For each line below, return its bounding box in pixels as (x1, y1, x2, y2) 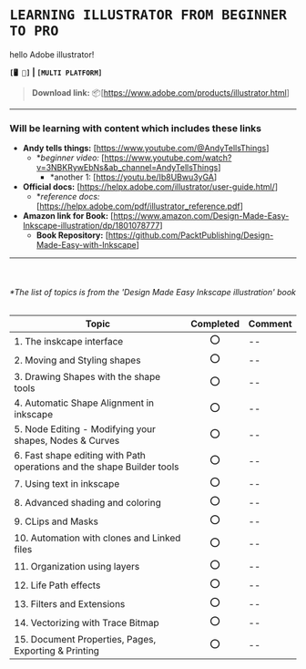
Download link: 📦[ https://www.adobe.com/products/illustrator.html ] (31, 87, 290, 98)
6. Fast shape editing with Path (14, 449, 146, 462)
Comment (248, 317, 292, 330)
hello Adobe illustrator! (9, 48, 95, 60)
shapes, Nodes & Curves (14, 435, 120, 448)
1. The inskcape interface (14, 334, 124, 347)
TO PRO (9, 23, 59, 40)
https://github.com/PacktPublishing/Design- (107, 230, 274, 241)
